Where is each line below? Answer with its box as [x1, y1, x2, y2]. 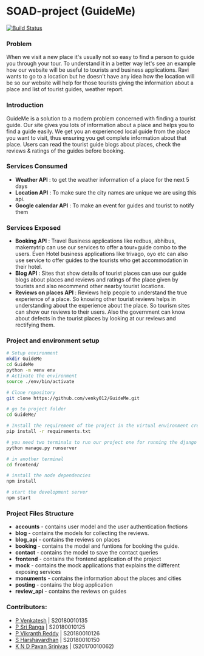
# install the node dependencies [6, 472, 91, 478]
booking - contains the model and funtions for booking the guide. [15, 542, 180, 550]
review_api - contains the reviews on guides [15, 588, 127, 595]
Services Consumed [6, 162, 68, 171]
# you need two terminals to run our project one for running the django [6, 439, 197, 445]
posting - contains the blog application [15, 581, 114, 589]
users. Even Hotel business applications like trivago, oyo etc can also [15, 250, 188, 258]
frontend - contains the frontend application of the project [15, 555, 161, 563]
